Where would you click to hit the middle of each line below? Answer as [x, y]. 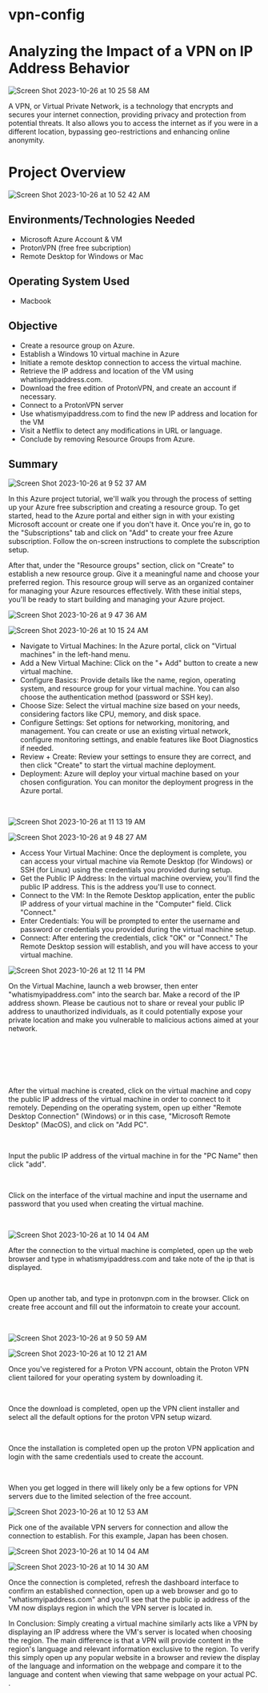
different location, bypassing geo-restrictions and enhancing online [119, 132]
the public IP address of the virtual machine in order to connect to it [120, 1099]
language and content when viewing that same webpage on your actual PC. [133, 1675]
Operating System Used [69, 282]
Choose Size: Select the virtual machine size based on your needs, [130, 706]
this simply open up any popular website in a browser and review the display [134, 1658]
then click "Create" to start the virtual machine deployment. [118, 765]
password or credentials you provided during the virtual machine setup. [138, 929]
